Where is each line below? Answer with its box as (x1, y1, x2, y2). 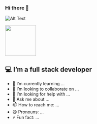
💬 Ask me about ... (12, 97, 50, 102)
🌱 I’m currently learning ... (12, 81, 65, 87)
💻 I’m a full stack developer (5, 65, 92, 74)
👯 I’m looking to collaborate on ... (12, 86, 79, 92)
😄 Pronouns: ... (12, 109, 44, 115)
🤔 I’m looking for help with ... (12, 91, 70, 97)
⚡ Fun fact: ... (12, 115, 39, 121)
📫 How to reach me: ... (12, 102, 60, 108)
